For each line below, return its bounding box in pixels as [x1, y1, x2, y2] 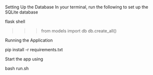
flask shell [5, 19, 26, 24]
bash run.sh [5, 65, 29, 71]
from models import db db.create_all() [41, 28, 117, 33]
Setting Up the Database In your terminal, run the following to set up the [5, 4, 149, 10]
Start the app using [5, 56, 44, 62]
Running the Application [5, 37, 53, 43]
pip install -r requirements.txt [5, 47, 63, 52]
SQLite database [5, 9, 38, 15]
